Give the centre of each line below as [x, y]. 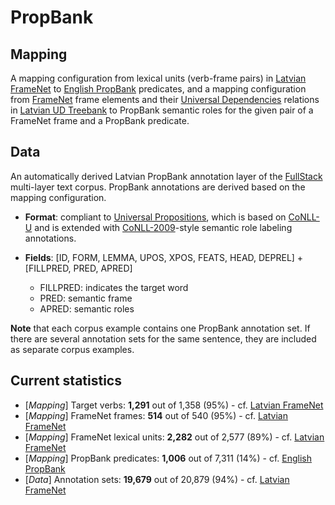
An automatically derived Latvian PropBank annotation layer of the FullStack [166, 176]
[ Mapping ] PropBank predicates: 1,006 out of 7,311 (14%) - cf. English [168, 458]
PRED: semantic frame [86, 298]
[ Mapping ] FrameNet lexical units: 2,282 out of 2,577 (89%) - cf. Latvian [174, 437]
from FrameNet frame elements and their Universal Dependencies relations [165, 99]
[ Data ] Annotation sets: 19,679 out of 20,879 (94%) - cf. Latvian [157, 479]
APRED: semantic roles [87, 308]
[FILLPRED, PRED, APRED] [78, 268]
